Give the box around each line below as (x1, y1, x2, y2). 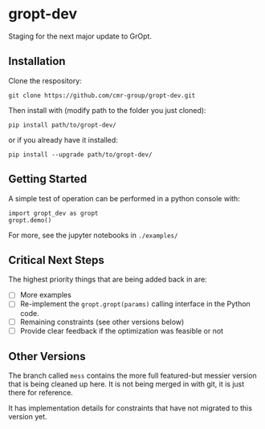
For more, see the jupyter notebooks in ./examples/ (8, 230, 178, 240)
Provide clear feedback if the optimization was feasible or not (19, 326, 223, 335)
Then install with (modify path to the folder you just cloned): (8, 105, 206, 115)
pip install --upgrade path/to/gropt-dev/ (8, 150, 153, 159)
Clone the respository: (8, 75, 82, 85)
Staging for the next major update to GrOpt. (8, 31, 153, 41)
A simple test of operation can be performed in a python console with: (8, 193, 241, 203)
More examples (19, 290, 72, 300)
